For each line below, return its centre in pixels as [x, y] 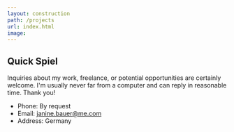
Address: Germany [44, 121]
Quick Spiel [32, 61]
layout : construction [39, 14]
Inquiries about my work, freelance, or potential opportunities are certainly [114, 78]
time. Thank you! [31, 93]
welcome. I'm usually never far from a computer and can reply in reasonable [117, 85]
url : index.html [31, 26]
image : [17, 33]
